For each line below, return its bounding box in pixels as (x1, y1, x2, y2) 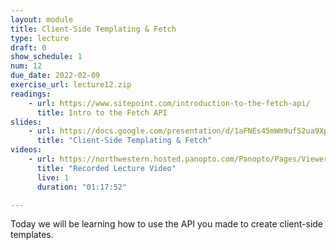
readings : (10, 89, 52, 99)
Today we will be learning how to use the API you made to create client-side (10, 218, 324, 230)
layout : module (10, 14, 74, 25)
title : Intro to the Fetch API (36, 107, 168, 118)
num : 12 (10, 61, 43, 71)
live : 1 (36, 172, 70, 183)
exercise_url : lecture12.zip (10, 80, 132, 90)
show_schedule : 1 (10, 52, 83, 62)
